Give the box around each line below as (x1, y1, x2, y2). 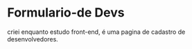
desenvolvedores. (7, 35, 59, 43)
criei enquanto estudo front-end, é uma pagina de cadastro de (7, 28, 186, 36)
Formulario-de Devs (7, 5, 125, 21)
